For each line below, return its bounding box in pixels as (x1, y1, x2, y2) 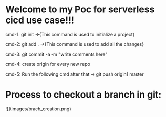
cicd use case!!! (5, 14, 74, 26)
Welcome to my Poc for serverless (5, 4, 155, 15)
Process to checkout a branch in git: (5, 89, 162, 101)
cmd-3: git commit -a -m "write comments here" (5, 51, 108, 57)
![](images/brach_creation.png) (5, 106, 71, 112)
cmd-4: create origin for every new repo (5, 61, 91, 67)
